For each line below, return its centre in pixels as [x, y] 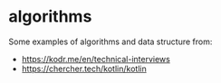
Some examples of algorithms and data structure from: [110, 41]
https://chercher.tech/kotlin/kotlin [84, 69]
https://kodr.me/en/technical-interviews [96, 59]
